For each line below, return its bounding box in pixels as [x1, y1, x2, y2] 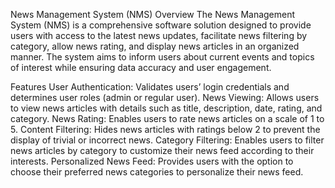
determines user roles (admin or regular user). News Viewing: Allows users [10, 92, 320, 103]
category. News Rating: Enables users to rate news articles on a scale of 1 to [10, 113, 325, 124]
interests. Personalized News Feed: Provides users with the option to [10, 155, 294, 167]
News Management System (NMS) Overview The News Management [10, 9, 296, 20]
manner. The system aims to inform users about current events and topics [10, 51, 315, 63]
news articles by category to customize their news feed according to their [10, 145, 315, 156]
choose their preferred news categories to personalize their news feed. [10, 166, 304, 178]
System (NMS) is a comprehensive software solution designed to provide [10, 19, 312, 31]
